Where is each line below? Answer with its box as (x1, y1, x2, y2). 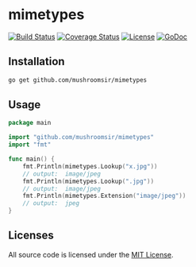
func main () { (8, 155, 56, 164)
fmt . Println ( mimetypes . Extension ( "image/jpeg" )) (22, 192, 186, 200)
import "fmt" (8, 141, 52, 149)
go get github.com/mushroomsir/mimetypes (8, 75, 148, 84)
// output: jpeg (22, 199, 80, 207)
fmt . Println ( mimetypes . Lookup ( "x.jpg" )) (22, 162, 158, 170)
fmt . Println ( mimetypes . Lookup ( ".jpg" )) (22, 177, 155, 185)
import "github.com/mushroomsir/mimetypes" (8, 133, 155, 141)
